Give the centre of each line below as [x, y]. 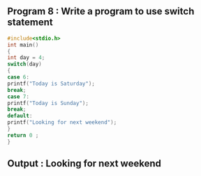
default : [20, 116]
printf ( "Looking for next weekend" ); [62, 122]
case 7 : [18, 97]
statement [30, 23]
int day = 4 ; [26, 58]
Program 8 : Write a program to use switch [101, 11]
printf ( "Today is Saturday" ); [51, 83]
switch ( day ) [24, 64]
